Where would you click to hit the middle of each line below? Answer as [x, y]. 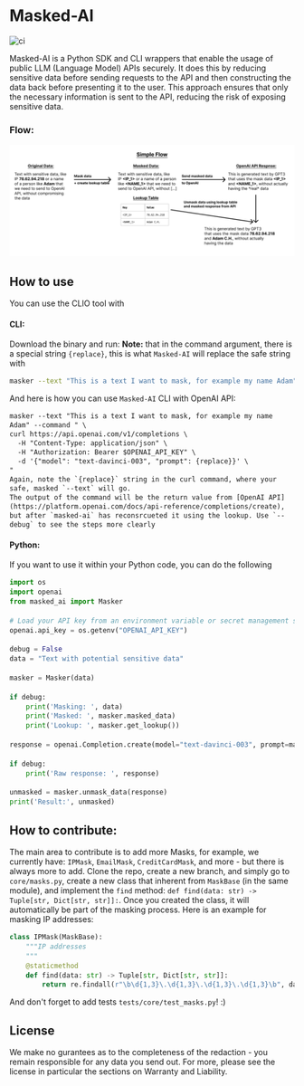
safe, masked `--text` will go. [70, 489]
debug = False [36, 649]
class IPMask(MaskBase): [56, 938]
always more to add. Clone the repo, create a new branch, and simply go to [150, 872]
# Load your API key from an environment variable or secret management [149, 621]
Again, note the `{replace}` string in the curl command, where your [143, 480]
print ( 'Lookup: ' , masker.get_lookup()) [103, 726]
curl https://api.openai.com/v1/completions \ [99, 434]
